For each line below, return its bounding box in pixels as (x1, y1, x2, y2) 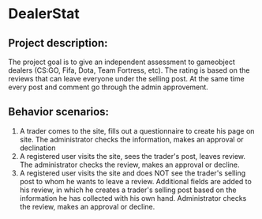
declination (19, 143, 57, 153)
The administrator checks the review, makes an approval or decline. (19, 160, 240, 169)
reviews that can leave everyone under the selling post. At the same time (8, 74, 245, 83)
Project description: (8, 36, 108, 50)
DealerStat (8, 5, 80, 23)
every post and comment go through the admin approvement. (8, 82, 209, 92)
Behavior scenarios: (8, 105, 109, 119)
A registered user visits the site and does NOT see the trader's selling (19, 168, 246, 178)
